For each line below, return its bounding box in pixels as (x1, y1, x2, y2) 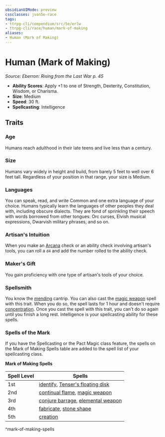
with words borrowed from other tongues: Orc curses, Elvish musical (5, 214, 146, 219)
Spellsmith (5, 284, 32, 291)
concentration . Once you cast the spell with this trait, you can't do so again (5, 306, 159, 312)
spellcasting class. (5, 351, 43, 357)
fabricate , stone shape (39, 405, 91, 412)
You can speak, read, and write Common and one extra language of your (5, 198, 154, 204)
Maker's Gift (5, 260, 36, 267)
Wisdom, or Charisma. (12, 88, 58, 94)
